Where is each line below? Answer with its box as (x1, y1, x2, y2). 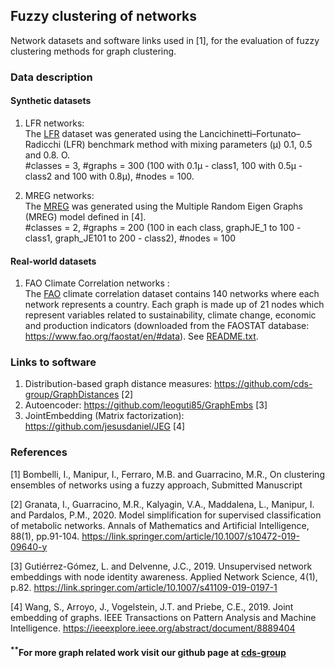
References (10, 445, 68, 459)
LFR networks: (24, 117, 85, 129)
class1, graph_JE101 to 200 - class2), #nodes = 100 (24, 232, 237, 244)
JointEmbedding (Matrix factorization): (24, 410, 185, 422)
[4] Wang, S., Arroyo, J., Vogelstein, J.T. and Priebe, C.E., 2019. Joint (10, 600, 294, 613)
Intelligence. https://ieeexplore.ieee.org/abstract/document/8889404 (10, 622, 296, 634)
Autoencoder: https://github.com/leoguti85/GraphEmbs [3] (24, 399, 268, 411)
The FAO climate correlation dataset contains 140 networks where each (24, 288, 320, 300)
